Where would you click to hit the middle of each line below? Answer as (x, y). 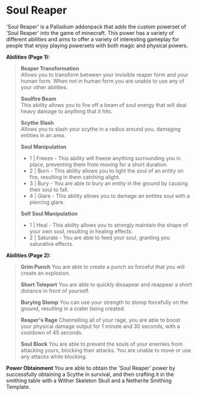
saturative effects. (51, 244)
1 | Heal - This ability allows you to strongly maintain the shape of (109, 225)
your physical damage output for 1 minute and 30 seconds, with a (100, 326)
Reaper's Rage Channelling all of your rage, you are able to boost (100, 320)
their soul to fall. (49, 189)
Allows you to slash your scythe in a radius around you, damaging (101, 129)
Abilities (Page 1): (28, 57)
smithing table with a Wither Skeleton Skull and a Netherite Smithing (89, 380)
